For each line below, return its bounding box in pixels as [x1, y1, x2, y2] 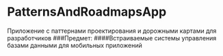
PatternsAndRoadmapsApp [7, 4, 167, 20]
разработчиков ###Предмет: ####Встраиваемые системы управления [7, 33, 217, 42]
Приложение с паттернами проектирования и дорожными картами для [7, 27, 217, 35]
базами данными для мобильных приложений [7, 41, 142, 49]
